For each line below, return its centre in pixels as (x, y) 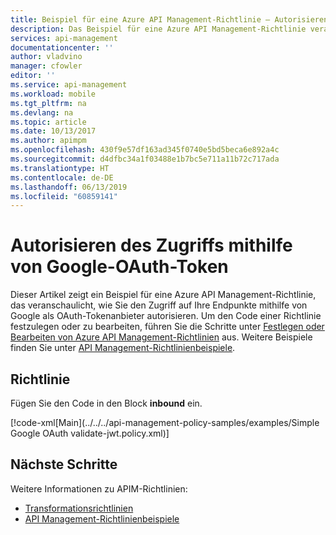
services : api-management (64, 38)
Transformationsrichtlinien (79, 508)
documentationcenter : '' (62, 47)
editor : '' (33, 76)
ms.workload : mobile (53, 94)
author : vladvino (46, 57)
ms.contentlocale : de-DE (62, 177)
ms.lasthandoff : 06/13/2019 (69, 187)
